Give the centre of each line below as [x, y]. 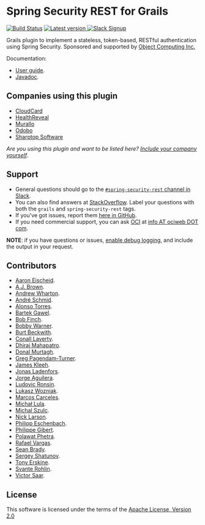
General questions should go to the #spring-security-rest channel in [103, 189]
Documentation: [27, 58]
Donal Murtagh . [35, 352]
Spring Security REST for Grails [87, 11]
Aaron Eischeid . [35, 280]
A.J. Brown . [30, 287]
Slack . [23, 195]
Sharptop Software [39, 136]
